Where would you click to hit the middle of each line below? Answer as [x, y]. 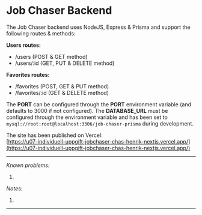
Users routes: [23, 45]
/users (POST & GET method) [51, 56]
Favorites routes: [28, 74]
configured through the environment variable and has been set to [87, 117]
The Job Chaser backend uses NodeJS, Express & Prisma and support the [98, 27]
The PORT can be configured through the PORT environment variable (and [99, 104]
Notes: [14, 188]
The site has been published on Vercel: [55, 135]
